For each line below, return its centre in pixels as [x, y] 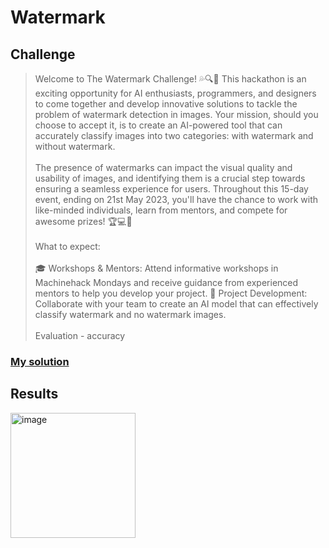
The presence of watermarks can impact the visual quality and [163, 167]
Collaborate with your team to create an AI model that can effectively [176, 304]
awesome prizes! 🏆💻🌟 [83, 221]
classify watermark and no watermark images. [130, 314]
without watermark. [75, 146]
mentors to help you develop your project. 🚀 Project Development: [171, 293]
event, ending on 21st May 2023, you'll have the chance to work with [176, 199]
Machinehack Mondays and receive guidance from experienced [166, 282]
